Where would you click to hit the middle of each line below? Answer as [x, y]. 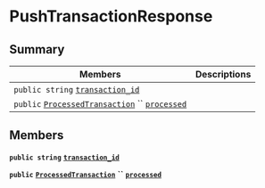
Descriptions [223, 74]
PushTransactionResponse [111, 16]
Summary [37, 49]
